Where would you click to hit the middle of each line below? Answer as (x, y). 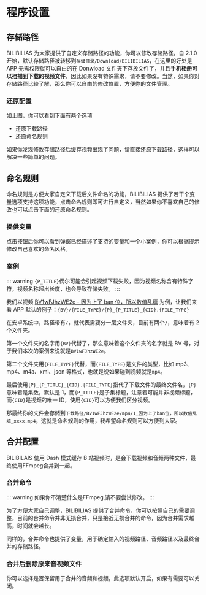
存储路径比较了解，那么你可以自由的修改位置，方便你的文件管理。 (90, 84)
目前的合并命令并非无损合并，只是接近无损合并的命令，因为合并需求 (103, 518)
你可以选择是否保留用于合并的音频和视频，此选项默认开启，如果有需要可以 (100, 578)
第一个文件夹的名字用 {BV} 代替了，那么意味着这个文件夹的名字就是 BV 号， (100, 343)
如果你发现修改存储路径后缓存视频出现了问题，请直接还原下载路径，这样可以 (103, 149)
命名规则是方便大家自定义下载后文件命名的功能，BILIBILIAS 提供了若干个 (98, 194)
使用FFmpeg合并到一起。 (43, 465)
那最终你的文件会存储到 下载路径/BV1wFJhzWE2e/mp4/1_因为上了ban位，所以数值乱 (102, 413)
